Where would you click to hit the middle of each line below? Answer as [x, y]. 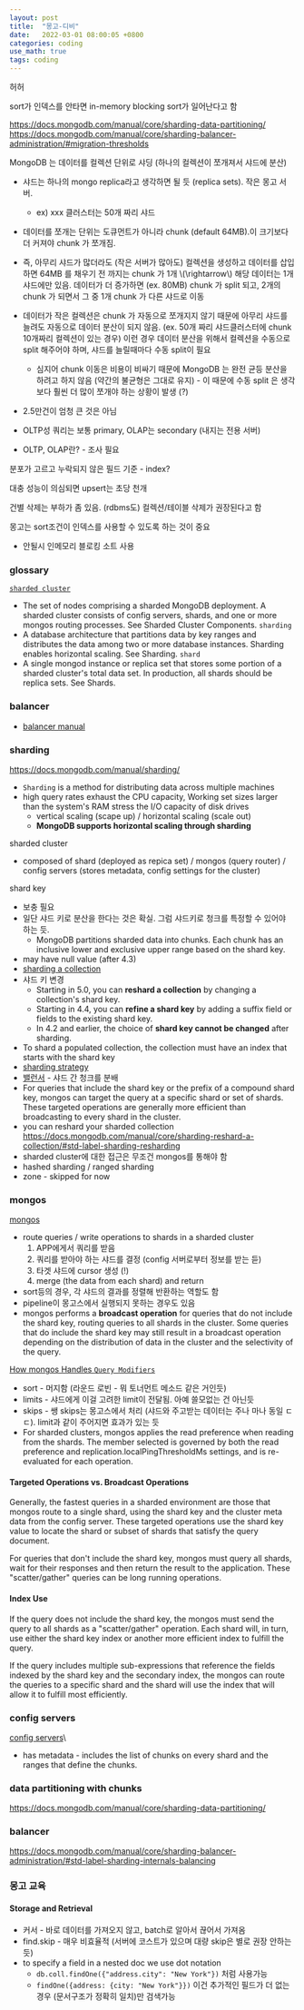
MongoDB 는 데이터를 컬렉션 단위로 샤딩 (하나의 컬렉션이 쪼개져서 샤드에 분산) [148, 163]
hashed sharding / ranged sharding [88, 1167]
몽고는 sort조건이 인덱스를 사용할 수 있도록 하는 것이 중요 [110, 527]
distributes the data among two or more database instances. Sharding [153, 645]
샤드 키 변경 [44, 979]
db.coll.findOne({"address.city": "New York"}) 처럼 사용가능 [152, 1973]
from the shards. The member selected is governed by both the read [151, 1442]
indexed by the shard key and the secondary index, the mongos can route [147, 1675]
